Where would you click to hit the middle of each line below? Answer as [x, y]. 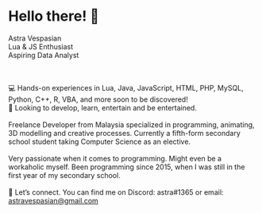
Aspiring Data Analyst [44, 55]
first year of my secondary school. [64, 175]
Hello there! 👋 [54, 16]
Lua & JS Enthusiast [41, 46]
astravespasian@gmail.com [54, 200]
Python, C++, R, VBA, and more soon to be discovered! [98, 99]
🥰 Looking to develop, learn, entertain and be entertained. [102, 107]
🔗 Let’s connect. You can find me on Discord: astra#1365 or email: [116, 192]
